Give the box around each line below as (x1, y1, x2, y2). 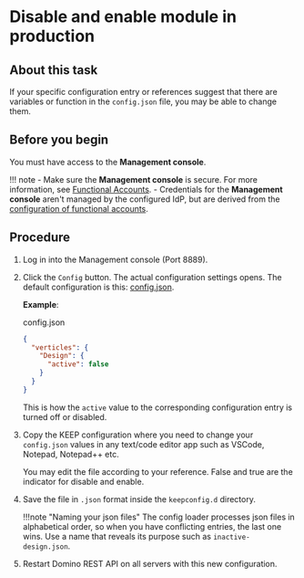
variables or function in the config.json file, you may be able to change (9, 96, 278, 107)
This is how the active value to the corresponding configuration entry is (22, 402, 293, 413)
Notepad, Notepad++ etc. (22, 448, 120, 459)
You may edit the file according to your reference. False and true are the (22, 466, 293, 477)
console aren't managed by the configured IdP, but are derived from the (9, 194, 280, 205)
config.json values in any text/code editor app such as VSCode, (22, 438, 265, 449)
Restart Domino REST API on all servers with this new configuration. (22, 558, 278, 569)
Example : (22, 299, 59, 310)
